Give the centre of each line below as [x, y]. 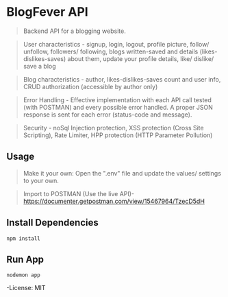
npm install [23, 238]
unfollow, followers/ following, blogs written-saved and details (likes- [120, 51]
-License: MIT [26, 288]
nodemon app [23, 275]
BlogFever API [47, 12]
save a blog [39, 66]
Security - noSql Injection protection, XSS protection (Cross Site [113, 128]
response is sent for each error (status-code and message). [107, 115]
